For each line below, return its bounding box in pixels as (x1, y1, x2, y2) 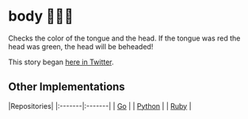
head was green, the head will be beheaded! (8, 41, 154, 51)
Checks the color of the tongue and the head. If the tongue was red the (8, 33, 241, 43)
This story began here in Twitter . (8, 57, 114, 67)
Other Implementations (8, 80, 125, 94)
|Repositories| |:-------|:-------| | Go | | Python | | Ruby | (8, 101, 192, 110)
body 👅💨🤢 (8, 7, 74, 25)
